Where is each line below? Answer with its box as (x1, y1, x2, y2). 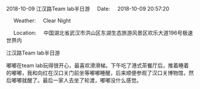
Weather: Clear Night (13, 17, 71, 24)
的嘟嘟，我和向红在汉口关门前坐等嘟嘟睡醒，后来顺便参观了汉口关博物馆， (6, 69, 189, 76)
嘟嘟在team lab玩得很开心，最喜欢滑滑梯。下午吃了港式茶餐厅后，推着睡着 (6, 62, 189, 69)
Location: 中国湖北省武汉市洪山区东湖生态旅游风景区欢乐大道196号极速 (13, 29, 193, 36)
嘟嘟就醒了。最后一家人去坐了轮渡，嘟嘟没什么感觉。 (11, 77, 142, 84)
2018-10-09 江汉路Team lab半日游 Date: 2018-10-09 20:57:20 (6, 5, 170, 12)
